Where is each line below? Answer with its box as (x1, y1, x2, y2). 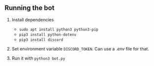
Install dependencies (11, 16, 54, 22)
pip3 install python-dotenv (19, 32, 77, 37)
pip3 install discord (19, 37, 63, 42)
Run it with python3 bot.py (11, 55, 66, 61)
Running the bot (4, 4, 55, 12)
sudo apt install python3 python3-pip (19, 27, 99, 32)
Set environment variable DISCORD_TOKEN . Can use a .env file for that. (11, 46, 149, 51)
